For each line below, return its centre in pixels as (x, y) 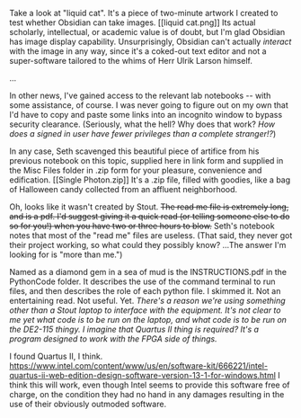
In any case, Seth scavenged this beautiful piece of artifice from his (134, 151)
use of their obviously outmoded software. (88, 404)
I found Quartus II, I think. (56, 356)
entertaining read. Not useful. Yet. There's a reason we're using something (147, 301)
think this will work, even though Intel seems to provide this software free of (150, 385)
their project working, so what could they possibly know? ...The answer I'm (148, 245)
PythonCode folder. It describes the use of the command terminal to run (142, 281)
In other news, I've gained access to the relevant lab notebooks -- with (140, 95)
